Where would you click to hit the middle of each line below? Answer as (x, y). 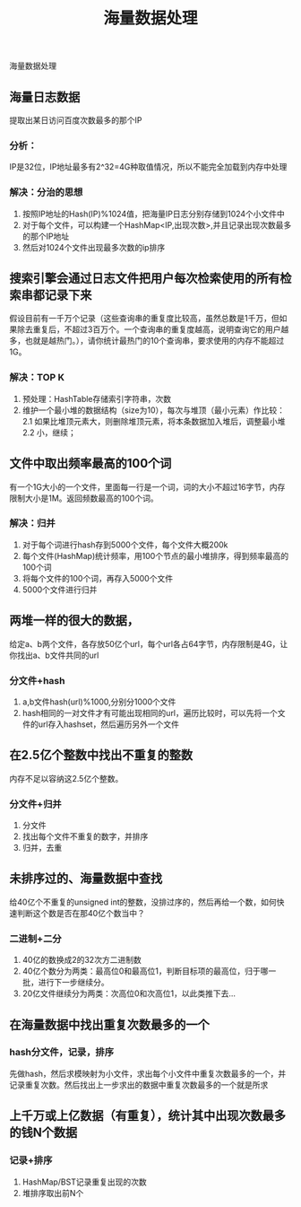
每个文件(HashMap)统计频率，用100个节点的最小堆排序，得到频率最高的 (155, 555)
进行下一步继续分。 (73, 983)
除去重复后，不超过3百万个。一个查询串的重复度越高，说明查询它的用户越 (153, 329)
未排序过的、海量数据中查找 (86, 879)
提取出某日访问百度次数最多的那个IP (76, 120)
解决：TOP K (37, 378)
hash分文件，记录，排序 (62, 1053)
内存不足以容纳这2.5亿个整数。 (66, 778)
